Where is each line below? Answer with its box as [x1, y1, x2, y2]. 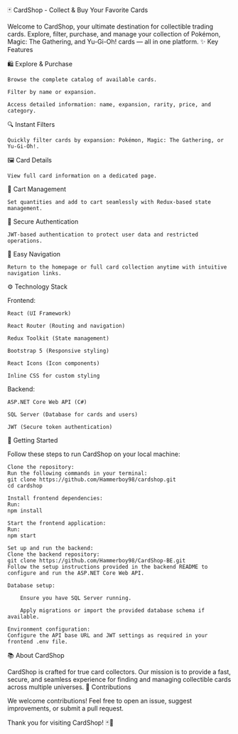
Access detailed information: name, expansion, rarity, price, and [7, 101, 212, 108]
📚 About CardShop [7, 651, 65, 659]
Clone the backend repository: [7, 551, 100, 558]
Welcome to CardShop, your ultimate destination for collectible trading [7, 22, 214, 31]
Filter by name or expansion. [7, 88, 97, 95]
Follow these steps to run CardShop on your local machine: [7, 450, 180, 458]
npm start [7, 532, 37, 539]
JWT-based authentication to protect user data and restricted [7, 231, 199, 238]
